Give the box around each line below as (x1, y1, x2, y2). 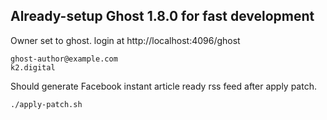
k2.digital (10, 62, 56, 73)
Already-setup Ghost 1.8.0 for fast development (10, 8, 315, 25)
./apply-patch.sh (10, 99, 83, 109)
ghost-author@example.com (10, 54, 118, 64)
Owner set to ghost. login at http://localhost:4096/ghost (10, 34, 241, 46)
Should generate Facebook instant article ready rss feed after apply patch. (10, 80, 317, 92)
